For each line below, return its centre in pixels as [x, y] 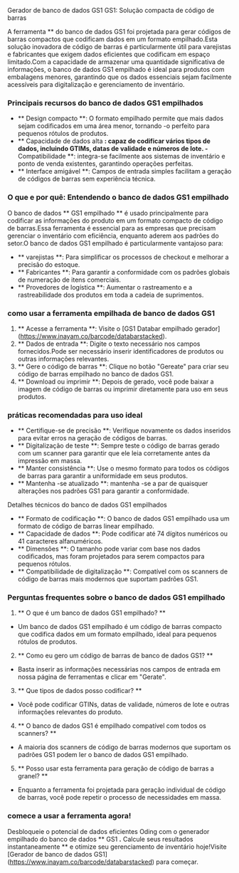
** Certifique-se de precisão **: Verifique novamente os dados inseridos [124, 430]
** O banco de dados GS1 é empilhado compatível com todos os [112, 726]
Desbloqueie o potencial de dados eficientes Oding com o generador [108, 831]
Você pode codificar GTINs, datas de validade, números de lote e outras [123, 704]
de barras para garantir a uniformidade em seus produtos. [103, 476]
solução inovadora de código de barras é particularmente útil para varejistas [119, 47]
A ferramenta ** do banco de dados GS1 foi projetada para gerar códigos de [119, 32]
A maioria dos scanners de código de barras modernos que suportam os [124, 747]
